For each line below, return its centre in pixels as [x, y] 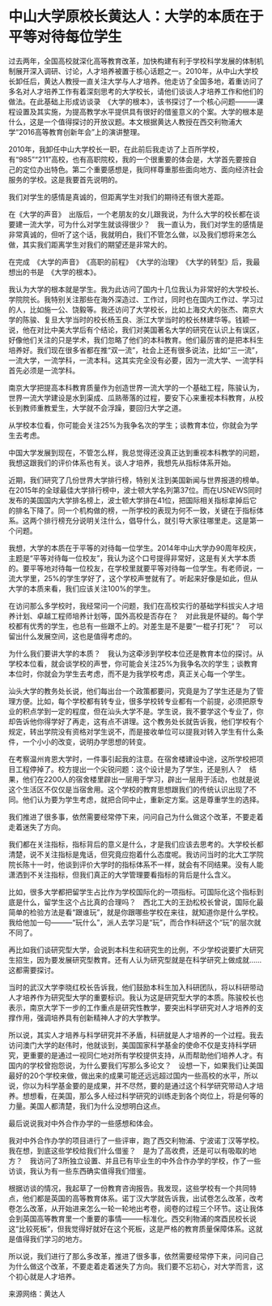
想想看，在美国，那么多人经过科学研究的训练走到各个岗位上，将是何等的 [143, 1096]
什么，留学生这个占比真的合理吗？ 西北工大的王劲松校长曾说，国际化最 [143, 902]
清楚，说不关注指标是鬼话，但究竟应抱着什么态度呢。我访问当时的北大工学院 [136, 854]
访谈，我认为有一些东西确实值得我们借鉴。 [79, 1170]
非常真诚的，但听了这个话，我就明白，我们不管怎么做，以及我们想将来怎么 [132, 234]
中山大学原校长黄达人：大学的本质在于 [136, 17]
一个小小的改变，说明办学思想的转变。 [86, 741]
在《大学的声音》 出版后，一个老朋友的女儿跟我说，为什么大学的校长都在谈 [134, 214]
